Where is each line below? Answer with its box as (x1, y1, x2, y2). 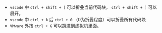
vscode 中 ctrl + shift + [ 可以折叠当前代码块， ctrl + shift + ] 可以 (9, 4, 157, 10)
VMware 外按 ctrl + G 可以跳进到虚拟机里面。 (9, 23, 102, 29)
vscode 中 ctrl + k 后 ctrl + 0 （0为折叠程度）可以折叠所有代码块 (9, 17, 146, 22)
